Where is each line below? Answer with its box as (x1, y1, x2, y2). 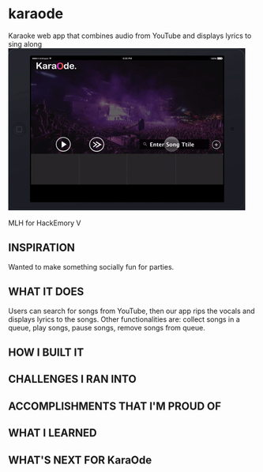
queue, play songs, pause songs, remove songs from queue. (8, 323, 205, 332)
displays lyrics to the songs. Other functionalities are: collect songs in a (8, 314, 241, 324)
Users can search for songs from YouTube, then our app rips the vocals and (8, 306, 255, 315)
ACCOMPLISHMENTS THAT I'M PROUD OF (8, 399, 222, 413)
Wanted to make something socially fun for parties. (8, 262, 175, 271)
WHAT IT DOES (8, 285, 85, 299)
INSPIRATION (8, 241, 75, 255)
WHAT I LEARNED (8, 426, 97, 440)
